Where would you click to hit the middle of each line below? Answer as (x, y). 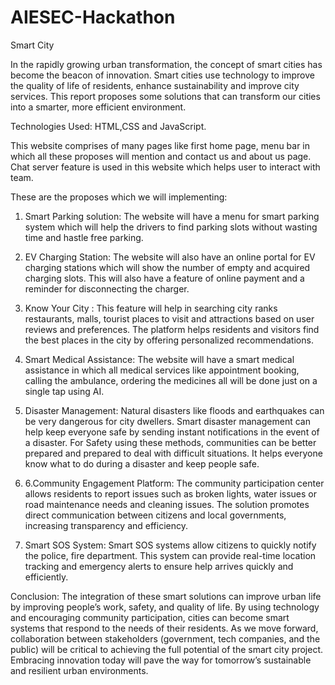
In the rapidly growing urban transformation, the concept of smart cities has (166, 64)
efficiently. (46, 577)
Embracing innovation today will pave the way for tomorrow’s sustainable (161, 660)
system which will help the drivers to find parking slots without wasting (171, 227)
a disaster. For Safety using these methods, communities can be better (170, 442)
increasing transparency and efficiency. (106, 525)
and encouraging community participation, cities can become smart (150, 617)
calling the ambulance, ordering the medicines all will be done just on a (171, 380)
